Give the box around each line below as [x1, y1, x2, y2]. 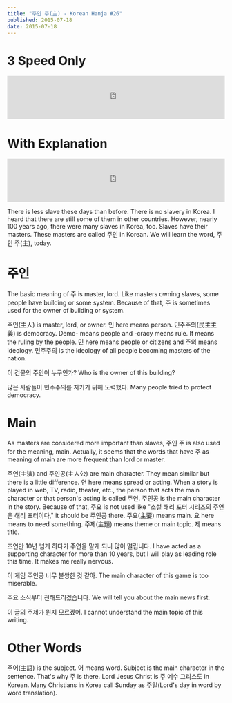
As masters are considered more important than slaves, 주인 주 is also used [7, 439, 220, 447]
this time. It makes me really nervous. [7, 557, 114, 566]
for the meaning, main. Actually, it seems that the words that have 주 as [7, 447, 209, 456]
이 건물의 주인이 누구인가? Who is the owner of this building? [7, 369, 175, 377]
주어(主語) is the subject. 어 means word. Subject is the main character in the [7, 664, 224, 672]
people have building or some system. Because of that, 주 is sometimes [7, 298, 211, 307]
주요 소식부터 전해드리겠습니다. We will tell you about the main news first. [7, 593, 211, 601]
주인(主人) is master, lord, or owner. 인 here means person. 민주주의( [7, 320, 199, 329]
